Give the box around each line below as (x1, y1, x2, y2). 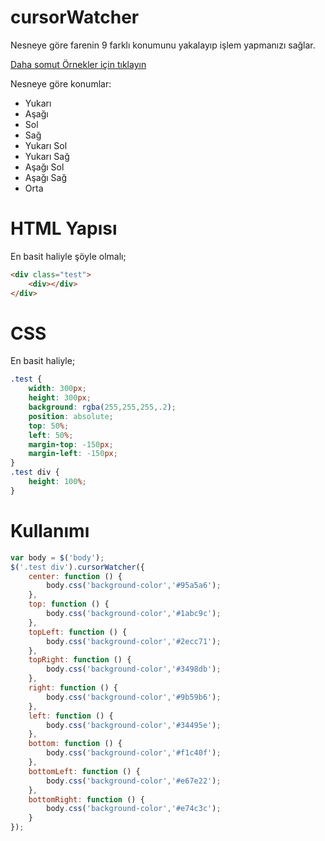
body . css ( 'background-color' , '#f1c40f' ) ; (46, 748, 222, 758)
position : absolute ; (28, 411, 114, 421)
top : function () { (28, 599, 110, 610)
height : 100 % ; (28, 477, 87, 487)
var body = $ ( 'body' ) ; (10, 552, 105, 563)
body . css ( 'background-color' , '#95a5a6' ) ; (46, 581, 222, 591)
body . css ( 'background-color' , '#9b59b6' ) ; (46, 692, 222, 702)
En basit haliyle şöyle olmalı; (10, 250, 127, 262)
